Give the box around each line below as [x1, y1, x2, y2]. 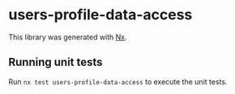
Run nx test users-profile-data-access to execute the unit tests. [8, 76, 228, 86]
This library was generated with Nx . [8, 32, 127, 42]
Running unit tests [8, 55, 103, 69]
